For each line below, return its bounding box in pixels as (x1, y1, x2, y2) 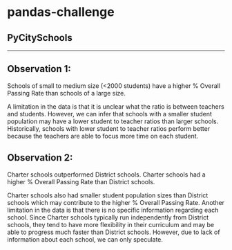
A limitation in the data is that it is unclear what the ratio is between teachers (7, 102, 224, 111)
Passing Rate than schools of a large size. (7, 89, 126, 97)
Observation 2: (7, 152, 73, 163)
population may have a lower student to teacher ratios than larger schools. (7, 117, 219, 125)
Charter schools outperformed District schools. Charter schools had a (7, 170, 206, 179)
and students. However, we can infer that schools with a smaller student (7, 109, 213, 118)
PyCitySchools (7, 32, 72, 44)
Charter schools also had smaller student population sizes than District (7, 191, 209, 199)
